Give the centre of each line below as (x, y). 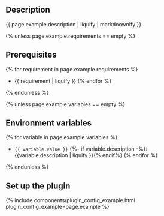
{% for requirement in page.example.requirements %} (72, 69)
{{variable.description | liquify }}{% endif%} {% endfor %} (86, 155)
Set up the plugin (38, 186)
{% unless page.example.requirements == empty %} (71, 36)
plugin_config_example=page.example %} (57, 207)
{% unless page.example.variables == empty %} (66, 104)
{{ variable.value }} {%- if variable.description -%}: (81, 149)
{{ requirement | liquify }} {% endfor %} (63, 81)
